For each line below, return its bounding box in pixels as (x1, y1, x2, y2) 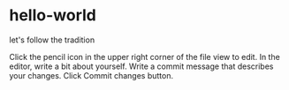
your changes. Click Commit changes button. (9, 70, 174, 80)
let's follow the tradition (9, 34, 95, 45)
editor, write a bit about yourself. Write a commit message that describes (9, 61, 274, 71)
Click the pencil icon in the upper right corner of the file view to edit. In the (9, 51, 280, 62)
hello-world (9, 5, 97, 26)
